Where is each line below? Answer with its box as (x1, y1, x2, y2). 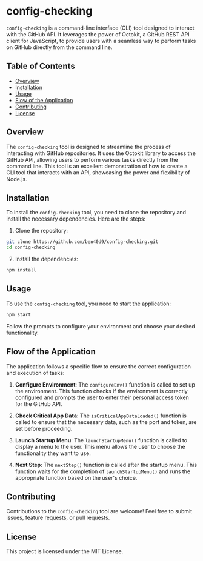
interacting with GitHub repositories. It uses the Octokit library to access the (6, 150, 196, 157)
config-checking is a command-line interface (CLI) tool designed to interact (6, 24, 195, 32)
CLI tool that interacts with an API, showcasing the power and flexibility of (6, 168, 190, 176)
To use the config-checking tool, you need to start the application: (6, 300, 171, 307)
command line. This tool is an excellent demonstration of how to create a (6, 162, 188, 170)
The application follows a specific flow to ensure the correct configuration (6, 362, 191, 370)
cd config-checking (6, 244, 56, 251)
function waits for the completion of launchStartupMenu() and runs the (15, 468, 191, 475)
